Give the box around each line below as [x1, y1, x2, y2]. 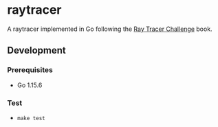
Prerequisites [7, 65, 53, 75]
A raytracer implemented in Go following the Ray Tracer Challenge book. [7, 25, 212, 33]
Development [7, 45, 67, 56]
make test [17, 115, 46, 122]
